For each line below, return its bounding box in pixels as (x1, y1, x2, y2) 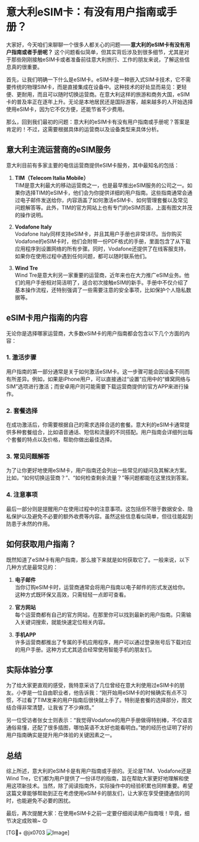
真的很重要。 (11, 63, 43, 70)
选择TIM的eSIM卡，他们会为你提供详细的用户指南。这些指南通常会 (25, 189, 188, 196)
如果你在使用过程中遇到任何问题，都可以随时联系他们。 (14, 252, 150, 259)
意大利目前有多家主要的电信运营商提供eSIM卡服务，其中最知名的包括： (6, 162, 179, 169)
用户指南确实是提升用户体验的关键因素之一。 (6, 732, 115, 739)
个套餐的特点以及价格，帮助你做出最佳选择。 (6, 436, 115, 443)
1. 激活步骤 (6, 353, 37, 362)
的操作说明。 (14, 211, 46, 219)
